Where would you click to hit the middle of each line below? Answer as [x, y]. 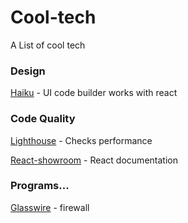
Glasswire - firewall [50, 207]
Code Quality [43, 119]
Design [28, 71]
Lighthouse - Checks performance [81, 140]
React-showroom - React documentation [94, 160]
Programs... [40, 186]
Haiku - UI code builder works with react [94, 93]
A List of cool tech [48, 45]
